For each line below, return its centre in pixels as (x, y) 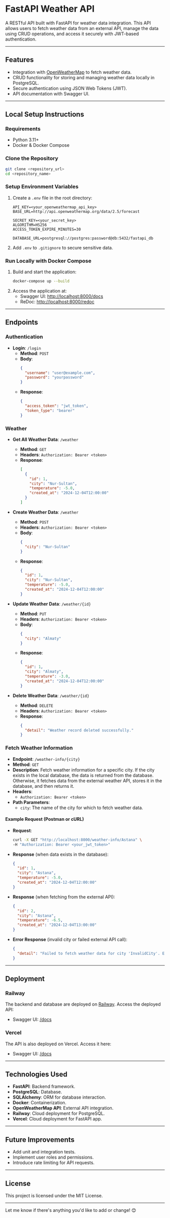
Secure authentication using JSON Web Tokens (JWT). (70, 88)
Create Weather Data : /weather (46, 512)
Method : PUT (33, 614)
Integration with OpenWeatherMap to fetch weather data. (72, 72)
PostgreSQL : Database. (37, 1092)
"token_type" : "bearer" (50, 410)
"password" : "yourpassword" (54, 377)
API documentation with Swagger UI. (51, 93)
